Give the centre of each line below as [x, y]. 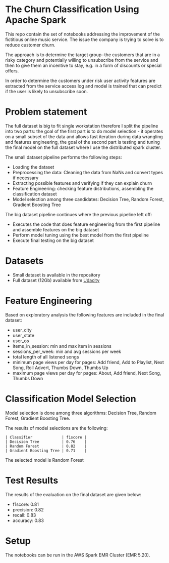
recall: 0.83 [24, 515]
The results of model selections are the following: [57, 428]
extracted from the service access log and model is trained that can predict [83, 86]
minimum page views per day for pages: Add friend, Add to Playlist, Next [88, 362]
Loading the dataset [33, 167]
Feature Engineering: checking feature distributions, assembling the [83, 188]
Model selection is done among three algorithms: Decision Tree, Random [81, 413]
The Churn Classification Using [72, 9]
